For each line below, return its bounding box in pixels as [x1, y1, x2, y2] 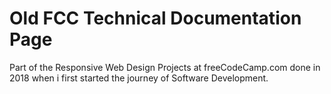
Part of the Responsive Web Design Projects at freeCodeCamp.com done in [9, 61, 321, 73]
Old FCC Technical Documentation [9, 7, 302, 30]
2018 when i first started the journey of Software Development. [9, 72, 269, 84]
